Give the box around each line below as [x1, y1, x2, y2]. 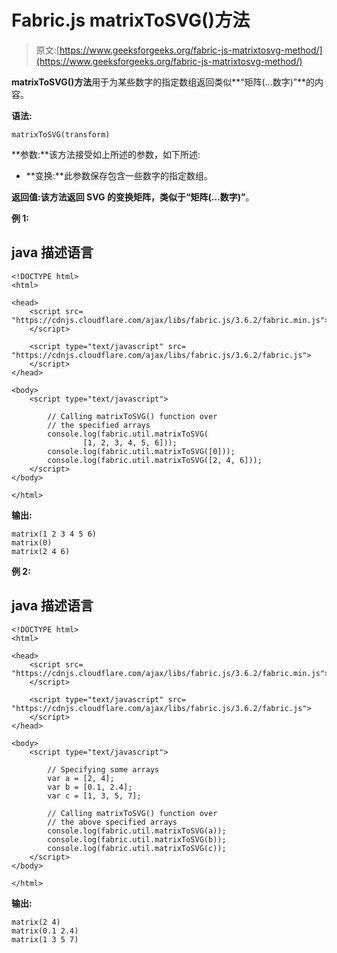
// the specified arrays [47, 420, 151, 430]
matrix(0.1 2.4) [11, 926, 79, 936]
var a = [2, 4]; [47, 773, 115, 783]
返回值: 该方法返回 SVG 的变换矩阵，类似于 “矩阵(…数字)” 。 [11, 191, 255, 203]
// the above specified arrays [47, 817, 178, 827]
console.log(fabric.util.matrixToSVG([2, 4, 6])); [47, 455, 263, 465]
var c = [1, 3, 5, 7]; [47, 791, 142, 801]
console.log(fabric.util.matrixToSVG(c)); [47, 843, 227, 853]
